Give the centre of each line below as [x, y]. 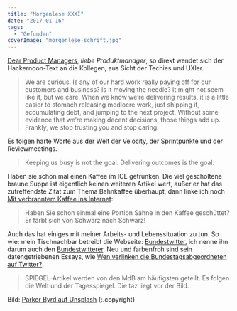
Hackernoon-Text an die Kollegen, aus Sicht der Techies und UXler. [106, 68]
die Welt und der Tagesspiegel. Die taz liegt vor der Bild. [107, 286]
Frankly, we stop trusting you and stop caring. [92, 127]
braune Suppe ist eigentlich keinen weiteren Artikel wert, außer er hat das [115, 184]
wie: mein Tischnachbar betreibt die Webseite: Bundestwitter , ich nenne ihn [118, 242]
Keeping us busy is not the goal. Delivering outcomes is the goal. [120, 163]
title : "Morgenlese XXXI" [45, 14]
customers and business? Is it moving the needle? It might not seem [124, 90]
